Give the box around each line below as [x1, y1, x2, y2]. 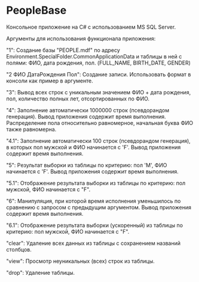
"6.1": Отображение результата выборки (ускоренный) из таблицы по [6, 222, 183, 229]
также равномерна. [6, 125, 57, 133]
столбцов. [6, 246, 32, 253]
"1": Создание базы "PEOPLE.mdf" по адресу [6, 46, 121, 54]
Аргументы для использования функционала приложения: [6, 35, 156, 42]
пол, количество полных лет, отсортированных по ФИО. [6, 95, 150, 102]
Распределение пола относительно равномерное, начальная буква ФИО [6, 119, 193, 126]
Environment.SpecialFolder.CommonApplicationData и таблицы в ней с [6, 53, 182, 60]
